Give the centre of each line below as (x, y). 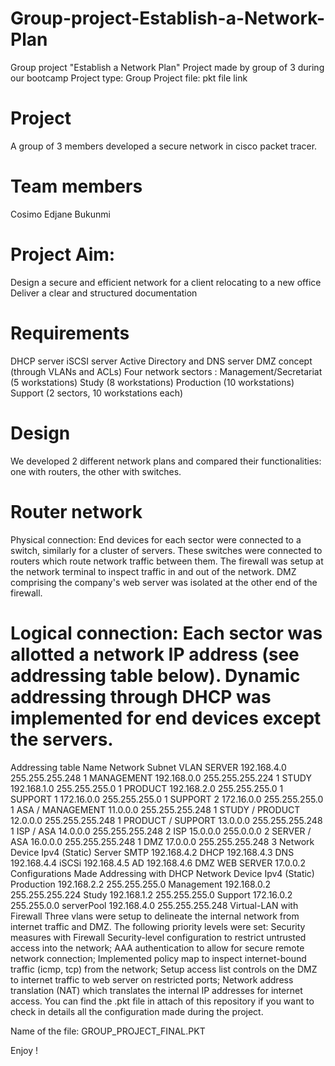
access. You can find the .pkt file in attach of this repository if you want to (162, 1001)
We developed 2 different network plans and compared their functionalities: (166, 461)
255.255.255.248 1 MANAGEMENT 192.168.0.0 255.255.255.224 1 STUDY (161, 778)
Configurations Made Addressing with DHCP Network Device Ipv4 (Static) (162, 873)
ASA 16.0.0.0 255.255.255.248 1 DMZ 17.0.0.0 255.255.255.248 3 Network (162, 841)
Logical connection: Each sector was (166, 633)
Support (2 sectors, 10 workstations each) (97, 393)
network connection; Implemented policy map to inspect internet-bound (158, 958)
